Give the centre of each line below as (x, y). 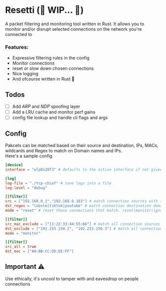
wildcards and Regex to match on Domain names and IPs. (64, 151)
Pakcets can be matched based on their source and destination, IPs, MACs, (82, 145)
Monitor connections (33, 63)
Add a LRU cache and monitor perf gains (54, 112)
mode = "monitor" (23, 233)
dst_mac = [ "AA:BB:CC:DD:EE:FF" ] (40, 251)
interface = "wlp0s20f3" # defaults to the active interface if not (77, 170)
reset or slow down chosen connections (53, 68)
